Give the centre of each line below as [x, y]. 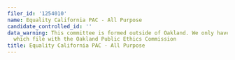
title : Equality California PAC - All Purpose [76, 46]
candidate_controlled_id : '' [50, 26]
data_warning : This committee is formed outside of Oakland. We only [111, 33]
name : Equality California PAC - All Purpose [74, 20]
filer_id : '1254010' [37, 13]
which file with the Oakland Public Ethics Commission [95, 39]
